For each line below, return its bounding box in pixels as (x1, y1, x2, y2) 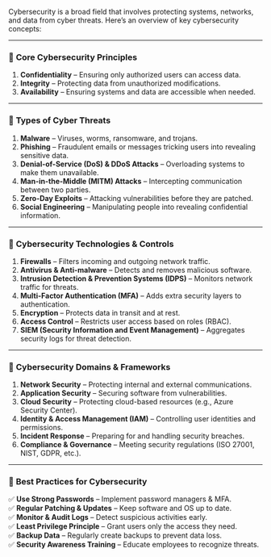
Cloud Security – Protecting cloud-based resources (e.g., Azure (19, 397, 234, 407)
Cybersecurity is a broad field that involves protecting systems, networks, (8, 7, 254, 16)
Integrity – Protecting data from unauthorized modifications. (19, 78, 221, 88)
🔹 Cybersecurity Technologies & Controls (8, 238, 174, 249)
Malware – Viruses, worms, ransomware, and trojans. (19, 133, 198, 143)
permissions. (19, 423, 63, 433)
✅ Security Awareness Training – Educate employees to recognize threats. (8, 540, 260, 550)
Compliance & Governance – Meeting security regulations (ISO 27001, (19, 440, 255, 450)
